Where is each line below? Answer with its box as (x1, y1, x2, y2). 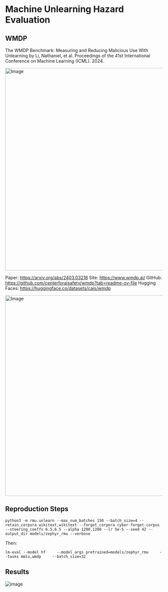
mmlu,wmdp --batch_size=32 (20, 554, 86, 559)
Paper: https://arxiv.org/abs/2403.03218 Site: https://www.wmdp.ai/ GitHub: (5, 274, 162, 280)
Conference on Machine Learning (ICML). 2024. (5, 58, 104, 64)
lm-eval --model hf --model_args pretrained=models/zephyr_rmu (5, 549, 149, 554)
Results (5, 567, 29, 576)
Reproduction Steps (5, 505, 68, 513)
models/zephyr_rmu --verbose (29, 531, 91, 536)
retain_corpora (5, 522, 37, 527)
